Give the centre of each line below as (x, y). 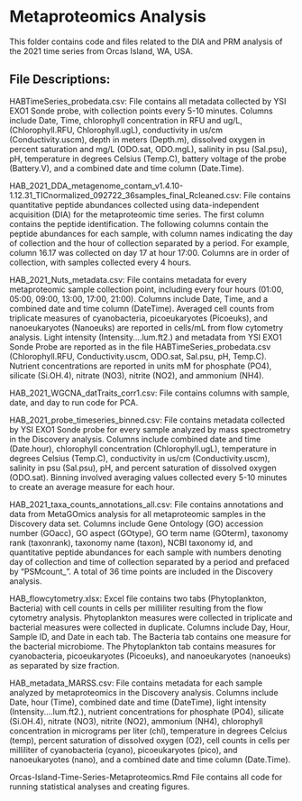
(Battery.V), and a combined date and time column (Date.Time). (127, 168)
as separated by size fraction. (64, 665)
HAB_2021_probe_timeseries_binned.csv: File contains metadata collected (147, 420)
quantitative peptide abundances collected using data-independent (134, 205)
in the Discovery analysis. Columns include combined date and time (135, 439)
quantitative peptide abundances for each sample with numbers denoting (146, 552)
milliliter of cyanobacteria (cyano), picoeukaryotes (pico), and (124, 750)
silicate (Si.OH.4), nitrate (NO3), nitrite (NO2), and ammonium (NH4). (137, 375)
